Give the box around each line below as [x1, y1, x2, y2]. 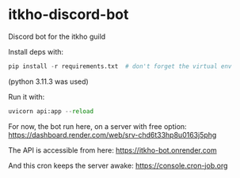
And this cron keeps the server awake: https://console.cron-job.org [8, 161, 228, 170]
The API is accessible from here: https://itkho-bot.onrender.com [8, 145, 217, 155]
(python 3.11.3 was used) [8, 77, 89, 86]
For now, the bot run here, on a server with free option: [8, 121, 188, 131]
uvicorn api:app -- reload [8, 107, 93, 116]
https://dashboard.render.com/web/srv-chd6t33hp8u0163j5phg [8, 130, 217, 139]
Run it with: [8, 92, 45, 101]
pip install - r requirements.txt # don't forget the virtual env [8, 62, 232, 70]
